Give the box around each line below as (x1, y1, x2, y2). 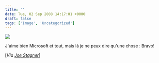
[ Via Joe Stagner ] (5, 52, 41, 58)
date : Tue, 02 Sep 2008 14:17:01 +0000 (5, 12, 86, 16)
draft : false (5, 16, 32, 21)
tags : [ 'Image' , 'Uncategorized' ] (5, 20, 75, 26)
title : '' (5, 7, 25, 12)
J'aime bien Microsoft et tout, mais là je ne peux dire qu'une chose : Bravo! (5, 43, 155, 49)
